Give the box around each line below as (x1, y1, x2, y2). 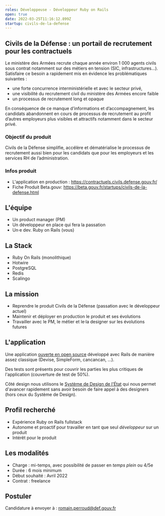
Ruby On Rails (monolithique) (12, 255, 71, 261)
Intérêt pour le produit (12, 435, 56, 440)
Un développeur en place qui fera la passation (12, 222, 106, 228)
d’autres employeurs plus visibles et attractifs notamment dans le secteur (5, 116, 153, 122)
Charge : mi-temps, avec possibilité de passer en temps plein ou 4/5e (12, 462, 153, 468)
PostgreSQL (12, 265, 37, 271)
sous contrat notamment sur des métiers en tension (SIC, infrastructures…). (5, 65, 158, 72)
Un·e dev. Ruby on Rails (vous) (12, 227, 75, 233)
